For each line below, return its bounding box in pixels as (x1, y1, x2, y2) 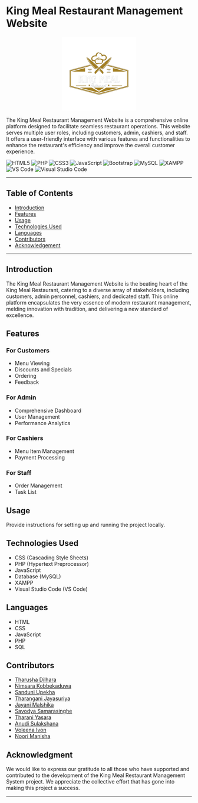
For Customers (6, 346, 50, 354)
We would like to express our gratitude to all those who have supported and (6, 766, 190, 773)
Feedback (14, 378, 39, 386)
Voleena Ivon (14, 726, 47, 734)
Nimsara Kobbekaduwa (14, 682, 72, 689)
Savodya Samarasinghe (14, 708, 72, 715)
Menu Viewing (14, 360, 50, 367)
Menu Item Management (14, 448, 75, 455)
